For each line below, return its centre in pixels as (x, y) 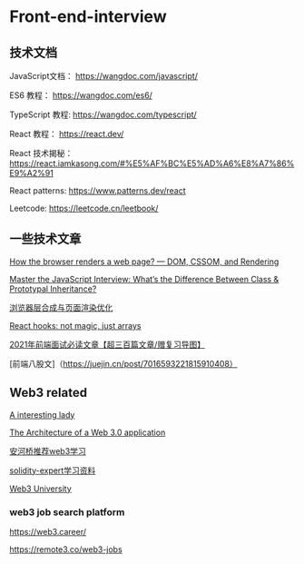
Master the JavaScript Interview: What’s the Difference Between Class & (144, 279)
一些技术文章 (45, 239)
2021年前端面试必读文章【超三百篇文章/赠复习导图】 (108, 344)
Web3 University (41, 489)
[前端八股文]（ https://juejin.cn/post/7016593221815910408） (123, 363)
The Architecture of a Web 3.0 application (88, 432)
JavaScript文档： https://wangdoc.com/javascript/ (103, 76)
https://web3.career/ (48, 531)
